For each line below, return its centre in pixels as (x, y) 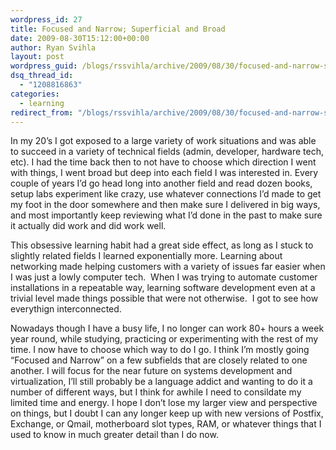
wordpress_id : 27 (46, 19)
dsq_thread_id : (42, 76)
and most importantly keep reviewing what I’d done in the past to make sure (166, 215)
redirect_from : (42, 112)
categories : (35, 94)
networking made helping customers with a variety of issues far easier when (168, 267)
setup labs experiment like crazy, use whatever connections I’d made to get (166, 194)
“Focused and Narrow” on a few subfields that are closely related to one (159, 360)
